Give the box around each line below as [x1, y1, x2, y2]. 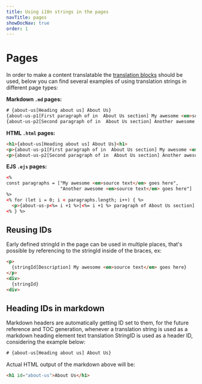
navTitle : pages [6, 14, 47, 20]
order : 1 [6, 25, 28, 32]
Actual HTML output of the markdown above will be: [6, 361, 135, 368]
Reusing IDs [6, 225, 52, 235]
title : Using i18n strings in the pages [6, 8, 109, 15]
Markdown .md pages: [6, 96, 62, 103]
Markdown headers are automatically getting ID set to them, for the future [6, 319, 189, 326]
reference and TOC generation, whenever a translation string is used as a [6, 326, 188, 333]
